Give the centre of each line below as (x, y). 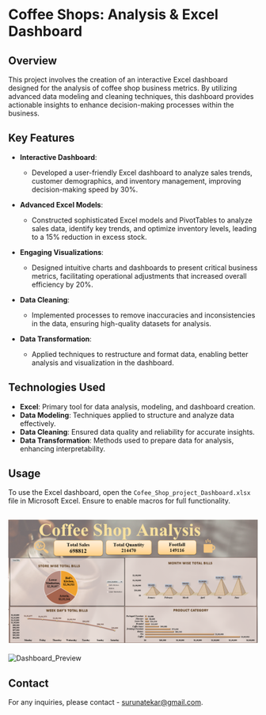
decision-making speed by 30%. (85, 189)
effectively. (38, 423)
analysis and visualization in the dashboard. (103, 363)
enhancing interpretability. (62, 448)
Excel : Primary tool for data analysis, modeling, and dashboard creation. (137, 406)
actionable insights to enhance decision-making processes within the (121, 105)
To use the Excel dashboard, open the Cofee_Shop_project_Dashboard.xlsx (129, 493)
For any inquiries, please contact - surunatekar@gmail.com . (106, 702)
